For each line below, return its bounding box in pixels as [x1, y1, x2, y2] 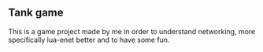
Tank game [8, 6, 65, 19]
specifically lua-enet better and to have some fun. [8, 35, 170, 44]
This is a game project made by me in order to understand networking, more [8, 26, 256, 36]
